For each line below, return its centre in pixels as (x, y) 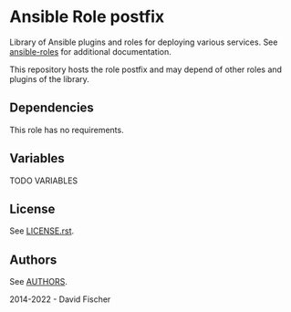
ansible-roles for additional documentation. (90, 51)
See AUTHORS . (39, 282)
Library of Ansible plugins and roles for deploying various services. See (144, 42)
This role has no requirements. (67, 130)
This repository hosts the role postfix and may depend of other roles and (146, 69)
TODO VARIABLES (44, 181)
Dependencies (52, 108)
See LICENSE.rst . (42, 231)
